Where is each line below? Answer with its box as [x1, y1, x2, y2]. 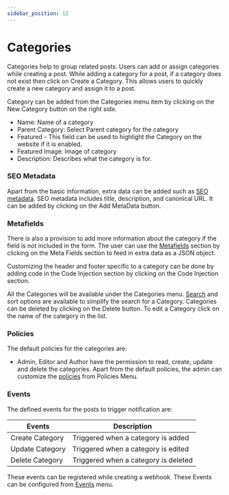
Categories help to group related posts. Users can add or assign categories [7, 62, 219, 71]
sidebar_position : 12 [7, 10, 69, 17]
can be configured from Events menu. [7, 480, 114, 488]
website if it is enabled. [16, 140, 83, 148]
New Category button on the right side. [7, 104, 118, 113]
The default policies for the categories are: [7, 344, 128, 353]
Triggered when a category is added [72, 433, 189, 442]
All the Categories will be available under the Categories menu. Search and [7, 290, 219, 298]
